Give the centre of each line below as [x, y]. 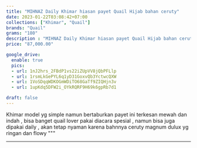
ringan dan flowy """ [31, 133]
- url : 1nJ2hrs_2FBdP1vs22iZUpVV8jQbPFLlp [64, 71]
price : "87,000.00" [30, 44]
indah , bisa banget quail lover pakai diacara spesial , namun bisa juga [90, 121]
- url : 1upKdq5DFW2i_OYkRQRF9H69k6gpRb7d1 [64, 87]
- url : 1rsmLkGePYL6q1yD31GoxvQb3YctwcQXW [64, 77]
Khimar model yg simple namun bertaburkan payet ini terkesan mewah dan [97, 114]
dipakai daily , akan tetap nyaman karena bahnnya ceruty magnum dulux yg [97, 127]
